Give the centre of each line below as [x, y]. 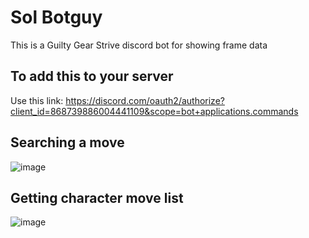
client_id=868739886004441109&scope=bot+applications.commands [154, 111]
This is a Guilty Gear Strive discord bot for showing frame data [139, 45]
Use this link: [37, 100]
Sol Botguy [56, 17]
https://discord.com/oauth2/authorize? [145, 100]
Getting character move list [97, 197]
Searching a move [67, 142]
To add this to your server [92, 76]
